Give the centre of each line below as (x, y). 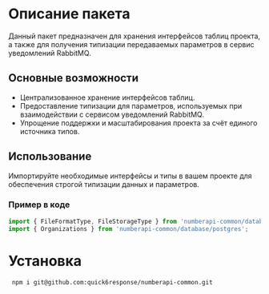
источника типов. (50, 131)
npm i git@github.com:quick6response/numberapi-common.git (112, 282)
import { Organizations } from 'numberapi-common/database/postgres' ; (128, 228)
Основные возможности (73, 78)
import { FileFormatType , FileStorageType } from (93, 221)
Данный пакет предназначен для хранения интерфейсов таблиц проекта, (134, 36)
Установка (45, 261)
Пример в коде (39, 205)
